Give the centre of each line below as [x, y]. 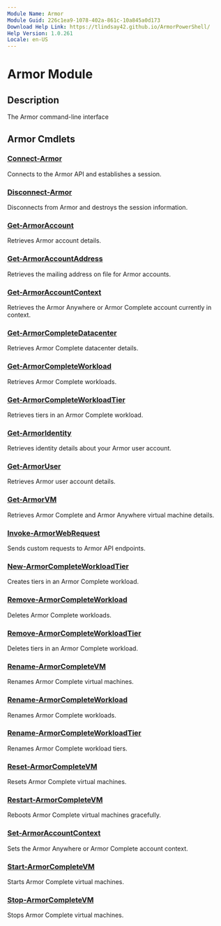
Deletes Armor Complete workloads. [59, 615]
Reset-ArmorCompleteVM [52, 767]
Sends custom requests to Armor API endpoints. [76, 548]
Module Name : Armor [36, 14]
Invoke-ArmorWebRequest [54, 533]
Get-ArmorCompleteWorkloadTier [66, 399]
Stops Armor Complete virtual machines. [66, 915]
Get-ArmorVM [32, 499]
